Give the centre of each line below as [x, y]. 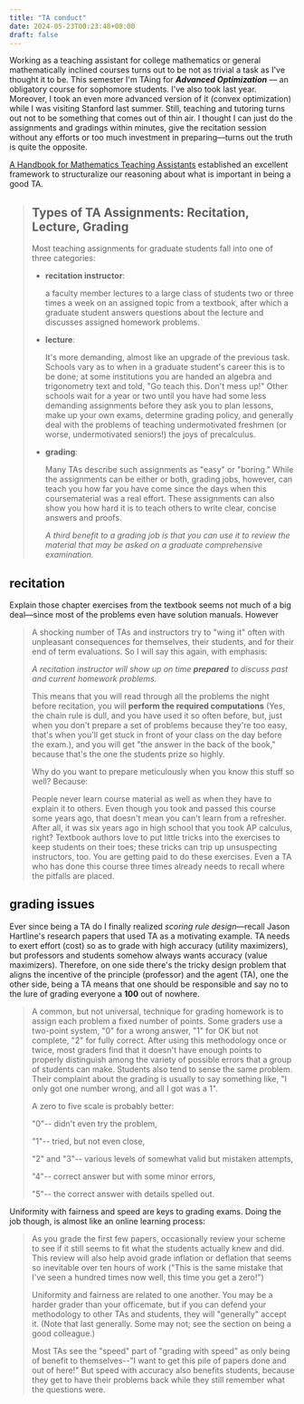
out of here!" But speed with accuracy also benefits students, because [163, 1370]
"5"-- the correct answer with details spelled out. [123, 1194]
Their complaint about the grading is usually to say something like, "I [159, 1078]
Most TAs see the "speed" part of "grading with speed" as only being [161, 1350]
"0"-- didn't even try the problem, [95, 1123]
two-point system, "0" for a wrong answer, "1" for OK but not [145, 1030]
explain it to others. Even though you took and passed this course [153, 809]
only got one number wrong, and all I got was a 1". [125, 1088]
